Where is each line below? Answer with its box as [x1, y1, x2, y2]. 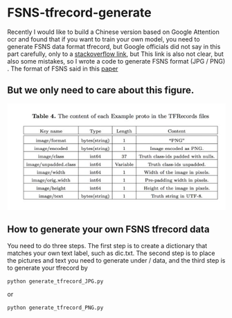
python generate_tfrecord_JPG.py [7, 278, 104, 285]
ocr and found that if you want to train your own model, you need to [7, 35, 200, 43]
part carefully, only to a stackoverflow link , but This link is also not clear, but [7, 50, 224, 58]
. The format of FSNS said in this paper [7, 64, 118, 73]
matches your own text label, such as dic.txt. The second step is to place [7, 249, 215, 257]
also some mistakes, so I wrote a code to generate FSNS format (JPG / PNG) [7, 57, 226, 65]
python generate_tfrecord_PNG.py [7, 304, 104, 312]
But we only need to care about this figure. [7, 84, 195, 96]
